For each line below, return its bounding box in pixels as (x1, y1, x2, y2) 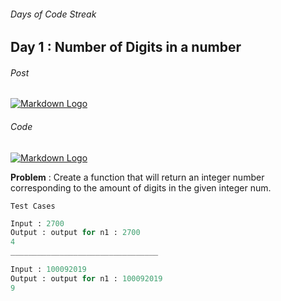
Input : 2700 (10, 218, 65, 229)
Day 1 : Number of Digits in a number (10, 39, 242, 56)
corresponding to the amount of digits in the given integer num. (10, 181, 272, 194)
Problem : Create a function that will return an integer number (10, 171, 265, 183)
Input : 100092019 (10, 265, 87, 275)
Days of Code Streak (10, 8, 97, 20)
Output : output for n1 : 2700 (10, 228, 141, 238)
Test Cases (10, 201, 56, 211)
